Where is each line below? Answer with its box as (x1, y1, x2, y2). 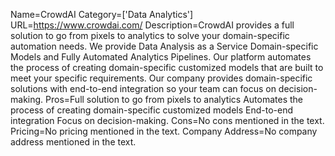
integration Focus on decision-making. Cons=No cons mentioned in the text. (10, 115, 325, 126)
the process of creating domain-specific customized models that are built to (10, 62, 324, 73)
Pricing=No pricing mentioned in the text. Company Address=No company (10, 125, 318, 137)
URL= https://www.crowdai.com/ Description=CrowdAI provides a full (10, 19, 295, 31)
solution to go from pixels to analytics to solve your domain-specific (10, 30, 290, 41)
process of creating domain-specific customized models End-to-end (10, 104, 294, 116)
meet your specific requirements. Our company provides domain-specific (10, 72, 313, 84)
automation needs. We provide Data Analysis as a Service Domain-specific (10, 40, 319, 52)
